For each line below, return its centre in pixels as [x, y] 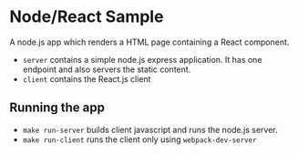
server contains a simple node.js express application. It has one [142, 59]
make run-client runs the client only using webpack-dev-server [139, 139]
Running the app [57, 108]
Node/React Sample [87, 17]
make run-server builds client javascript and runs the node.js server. [150, 129]
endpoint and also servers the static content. [107, 69]
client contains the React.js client [87, 78]
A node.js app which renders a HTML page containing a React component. [149, 42]
